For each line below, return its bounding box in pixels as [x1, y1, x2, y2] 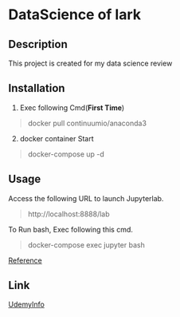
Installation [8, 81, 65, 95]
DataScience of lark [8, 6, 142, 24]
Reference [8, 256, 42, 265]
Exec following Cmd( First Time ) [19, 102, 125, 113]
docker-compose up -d [27, 149, 105, 159]
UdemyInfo [8, 299, 45, 309]
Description [8, 38, 68, 51]
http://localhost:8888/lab [27, 209, 110, 219]
